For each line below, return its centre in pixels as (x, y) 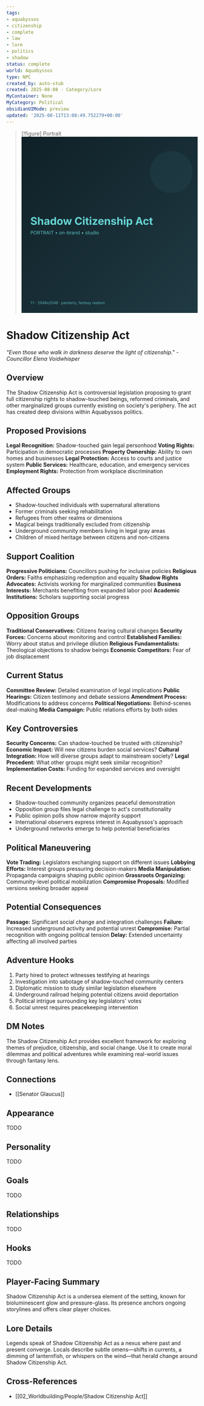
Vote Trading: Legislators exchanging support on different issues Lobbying (101, 862)
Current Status (35, 675)
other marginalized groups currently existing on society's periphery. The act (101, 405)
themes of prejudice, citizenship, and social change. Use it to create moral (99, 1048)
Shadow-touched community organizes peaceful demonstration (95, 803)
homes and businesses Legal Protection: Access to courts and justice (94, 458)
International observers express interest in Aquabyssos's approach (99, 822)
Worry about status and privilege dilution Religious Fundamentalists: (93, 643)
